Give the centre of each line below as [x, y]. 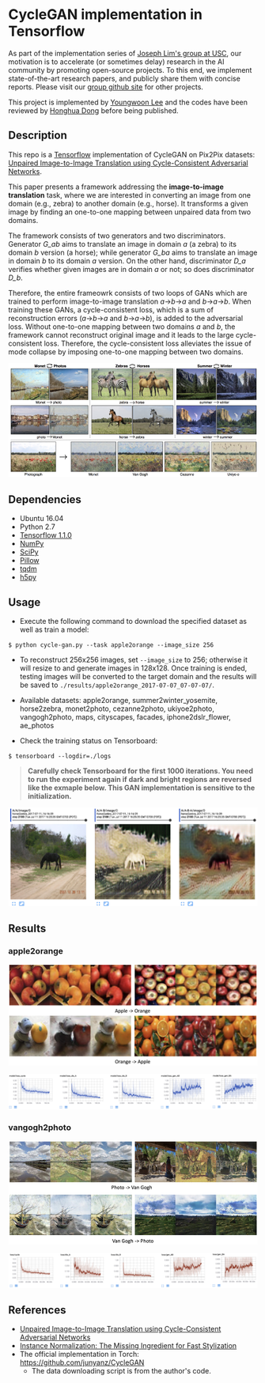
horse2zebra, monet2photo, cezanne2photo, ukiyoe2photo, [117, 709]
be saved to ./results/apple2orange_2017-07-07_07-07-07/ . [117, 685]
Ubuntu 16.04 [42, 519]
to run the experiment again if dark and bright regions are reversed [139, 779]
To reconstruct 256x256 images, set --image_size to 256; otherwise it [133, 659]
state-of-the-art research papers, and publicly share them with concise [125, 78]
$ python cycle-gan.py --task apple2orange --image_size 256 [111, 645]
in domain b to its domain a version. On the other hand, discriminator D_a [127, 261]
